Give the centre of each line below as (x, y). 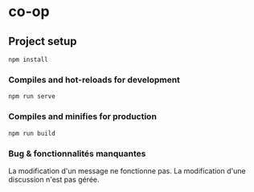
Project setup (43, 41)
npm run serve (32, 96)
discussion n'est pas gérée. (54, 179)
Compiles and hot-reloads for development (94, 80)
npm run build (32, 133)
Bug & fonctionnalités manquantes (77, 153)
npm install (28, 59)
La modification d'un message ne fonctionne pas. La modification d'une (127, 170)
